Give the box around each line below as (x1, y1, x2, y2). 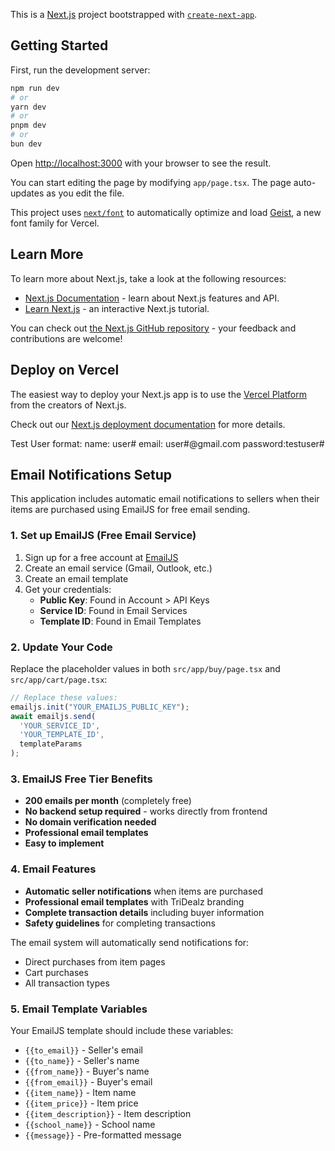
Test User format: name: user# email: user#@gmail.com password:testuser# (10, 437, 325, 449)
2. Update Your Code (10, 640, 113, 654)
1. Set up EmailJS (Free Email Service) (10, 529, 197, 543)
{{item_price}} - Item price (24, 1097, 139, 1109)
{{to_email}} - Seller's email (24, 1044, 143, 1056)
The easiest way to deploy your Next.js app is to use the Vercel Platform (10, 388, 308, 400)
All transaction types (24, 977, 110, 989)
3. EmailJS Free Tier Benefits (10, 772, 153, 786)
